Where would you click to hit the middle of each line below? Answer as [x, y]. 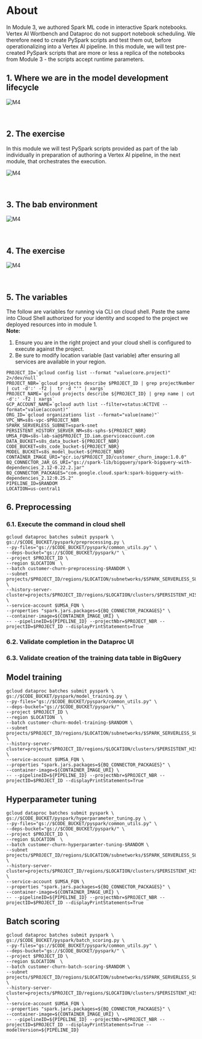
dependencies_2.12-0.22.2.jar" [45, 468]
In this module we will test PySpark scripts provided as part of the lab [92, 148]
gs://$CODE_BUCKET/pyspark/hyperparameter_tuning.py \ [76, 818]
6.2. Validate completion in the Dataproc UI [70, 641]
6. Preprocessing [39, 507]
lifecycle [23, 88]
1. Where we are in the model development [87, 78]
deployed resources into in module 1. [52, 324]
